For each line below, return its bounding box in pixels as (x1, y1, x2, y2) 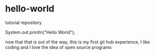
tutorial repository (5, 19, 42, 25)
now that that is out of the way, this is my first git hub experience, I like (5, 38, 151, 45)
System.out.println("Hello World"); (5, 29, 76, 35)
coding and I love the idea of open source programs (5, 44, 112, 50)
